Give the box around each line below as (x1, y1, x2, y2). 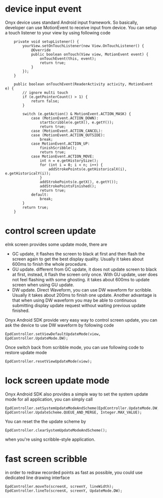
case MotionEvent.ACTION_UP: (31, 141, 90, 146)
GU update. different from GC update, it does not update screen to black (12, 266, 157, 272)
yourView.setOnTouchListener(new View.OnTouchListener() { (22, 43, 145, 48)
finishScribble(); (39, 145, 77, 150)
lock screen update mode (5, 375, 110, 386)
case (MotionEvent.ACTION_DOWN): (31, 116, 98, 120)
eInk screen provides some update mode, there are (5, 241, 108, 247)
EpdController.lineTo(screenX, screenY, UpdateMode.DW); (5, 488, 123, 493)
